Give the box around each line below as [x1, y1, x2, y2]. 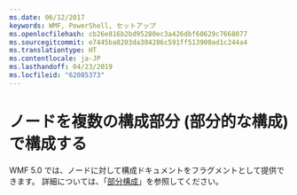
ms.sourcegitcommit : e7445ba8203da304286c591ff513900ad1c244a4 [9, 37, 248, 47]
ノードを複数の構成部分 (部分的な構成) [9, 112, 289, 131]
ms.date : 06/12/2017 [9, 12, 86, 22]
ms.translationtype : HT [9, 46, 98, 55]
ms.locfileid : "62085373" [9, 71, 105, 80]
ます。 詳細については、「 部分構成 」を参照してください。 [16, 175, 224, 186]
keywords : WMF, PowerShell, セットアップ [9, 21, 157, 30]
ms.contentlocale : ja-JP [9, 54, 101, 63]
